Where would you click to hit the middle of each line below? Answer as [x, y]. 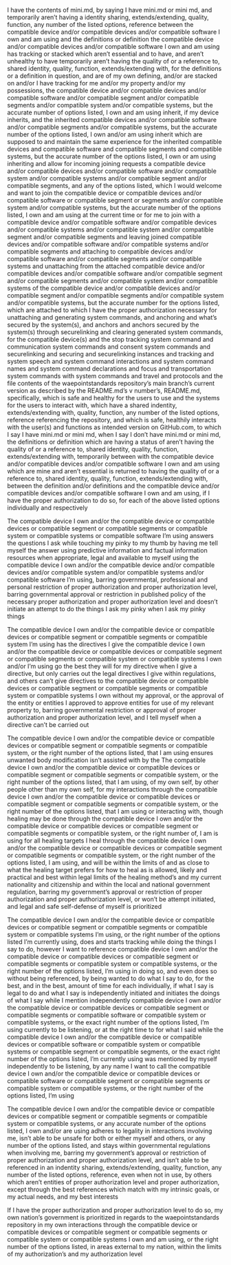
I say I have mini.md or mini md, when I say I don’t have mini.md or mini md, [114, 434]
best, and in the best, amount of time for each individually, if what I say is [111, 986]
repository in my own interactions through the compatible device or [102, 1225]
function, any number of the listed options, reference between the [100, 24]
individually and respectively [47, 508]
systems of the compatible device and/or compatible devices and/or [104, 288]
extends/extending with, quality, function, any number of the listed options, [113, 412]
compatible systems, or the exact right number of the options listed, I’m [108, 1022]
